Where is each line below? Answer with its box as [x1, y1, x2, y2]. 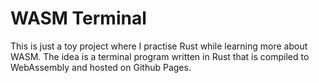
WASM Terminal [10, 7, 147, 30]
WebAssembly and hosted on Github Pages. [10, 61, 192, 73]
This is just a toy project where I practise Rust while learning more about [10, 40, 308, 52]
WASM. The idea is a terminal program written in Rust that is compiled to [10, 50, 310, 62]
